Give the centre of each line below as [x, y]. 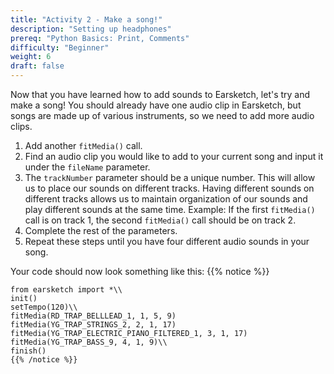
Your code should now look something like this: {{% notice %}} [140, 271]
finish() [28, 351]
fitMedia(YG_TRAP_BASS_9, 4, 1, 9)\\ [89, 342]
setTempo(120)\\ [44, 307]
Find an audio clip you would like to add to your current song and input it [174, 156]
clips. [21, 126]
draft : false [37, 66]
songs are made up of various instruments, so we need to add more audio [162, 115]
